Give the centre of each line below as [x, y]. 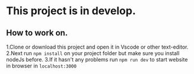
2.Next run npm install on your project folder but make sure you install [93, 53]
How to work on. [37, 33]
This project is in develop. [71, 11]
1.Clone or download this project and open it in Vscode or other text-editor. [97, 47]
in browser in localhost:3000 [42, 66]
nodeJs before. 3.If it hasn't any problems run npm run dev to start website [97, 59]
